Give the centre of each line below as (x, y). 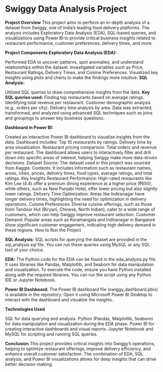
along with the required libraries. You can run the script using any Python (78, 275)
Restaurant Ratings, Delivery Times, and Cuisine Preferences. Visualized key (81, 72)
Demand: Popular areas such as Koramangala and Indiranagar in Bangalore (80, 220)
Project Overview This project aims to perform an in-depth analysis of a (77, 22)
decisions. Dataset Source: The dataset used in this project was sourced (78, 163)
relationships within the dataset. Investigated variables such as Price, (74, 67)
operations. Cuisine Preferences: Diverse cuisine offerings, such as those (79, 204)
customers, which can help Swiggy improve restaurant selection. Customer (80, 214)
